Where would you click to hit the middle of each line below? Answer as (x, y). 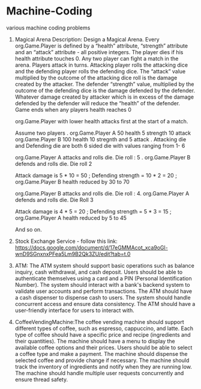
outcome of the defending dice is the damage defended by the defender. (105, 90)
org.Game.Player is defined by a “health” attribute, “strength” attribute (101, 46)
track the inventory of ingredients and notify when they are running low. (103, 366)
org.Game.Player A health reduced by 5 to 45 (71, 218)
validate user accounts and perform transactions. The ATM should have (103, 291)
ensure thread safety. (41, 379)
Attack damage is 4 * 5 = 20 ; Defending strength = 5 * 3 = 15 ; (93, 211)
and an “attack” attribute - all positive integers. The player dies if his (99, 52)
